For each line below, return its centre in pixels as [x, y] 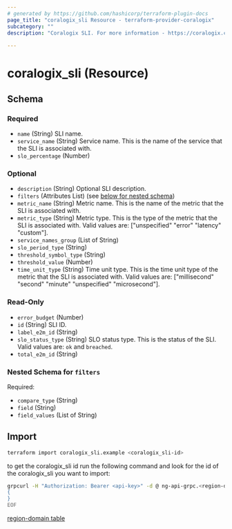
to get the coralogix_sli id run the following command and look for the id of [113, 466]
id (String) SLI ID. [42, 324]
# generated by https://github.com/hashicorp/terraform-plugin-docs [108, 13]
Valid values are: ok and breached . [65, 346]
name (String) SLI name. [50, 133]
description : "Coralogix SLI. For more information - [86, 33]
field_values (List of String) [57, 415]
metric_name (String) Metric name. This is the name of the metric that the [120, 203]
